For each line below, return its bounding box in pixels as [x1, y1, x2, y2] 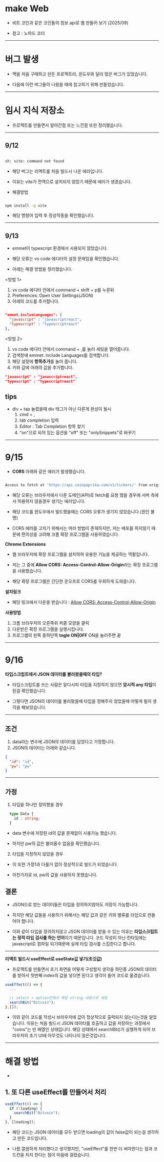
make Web [5, 3, 49, 14]
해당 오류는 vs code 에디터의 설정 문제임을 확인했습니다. [12, 256, 120, 262]
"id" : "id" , [9, 759, 34, 764]
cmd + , [19, 412, 35, 418]
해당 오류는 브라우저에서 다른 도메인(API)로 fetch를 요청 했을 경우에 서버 [12, 492, 150, 498]
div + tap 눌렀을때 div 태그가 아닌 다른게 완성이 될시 [12, 406, 112, 412]
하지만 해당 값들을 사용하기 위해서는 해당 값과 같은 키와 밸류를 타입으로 [12, 912, 146, 918]
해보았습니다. [21, 705, 46, 710]
